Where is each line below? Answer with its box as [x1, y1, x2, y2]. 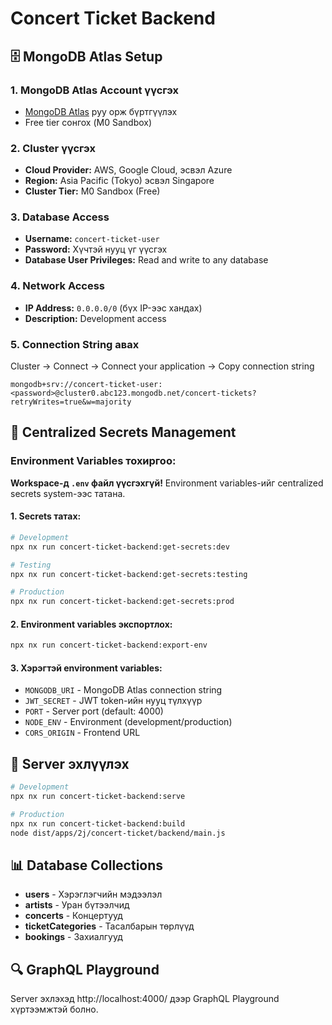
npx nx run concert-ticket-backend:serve [10, 792, 186, 802]
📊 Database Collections [10, 857, 164, 874]
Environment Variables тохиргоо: [10, 454, 177, 468]
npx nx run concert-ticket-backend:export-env [10, 640, 208, 651]
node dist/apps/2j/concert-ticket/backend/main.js [10, 828, 226, 838]
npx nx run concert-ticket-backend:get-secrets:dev [10, 542, 230, 552]
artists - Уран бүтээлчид [24, 899, 130, 911]
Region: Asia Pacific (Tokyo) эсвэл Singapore [24, 175, 215, 187]
